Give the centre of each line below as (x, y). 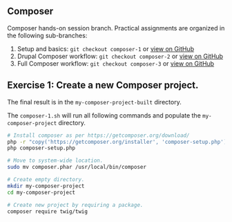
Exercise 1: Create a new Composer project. (103, 85)
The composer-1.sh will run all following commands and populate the (104, 115)
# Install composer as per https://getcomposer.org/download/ (98, 135)
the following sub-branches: (47, 35)
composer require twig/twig (48, 211)
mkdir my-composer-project (46, 186)
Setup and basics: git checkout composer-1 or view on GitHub (106, 48)
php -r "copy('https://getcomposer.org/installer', (83, 142)
